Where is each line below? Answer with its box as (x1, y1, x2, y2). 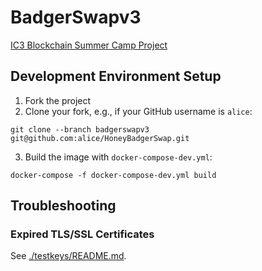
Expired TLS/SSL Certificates (10, 227, 155, 241)
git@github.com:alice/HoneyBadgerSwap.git (10, 133, 190, 143)
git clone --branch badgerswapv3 (10, 124, 150, 135)
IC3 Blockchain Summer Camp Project (10, 39, 168, 51)
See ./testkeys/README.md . (10, 250, 127, 262)
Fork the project (24, 94, 92, 106)
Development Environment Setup (10, 68, 222, 85)
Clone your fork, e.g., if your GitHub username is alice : (24, 105, 253, 117)
